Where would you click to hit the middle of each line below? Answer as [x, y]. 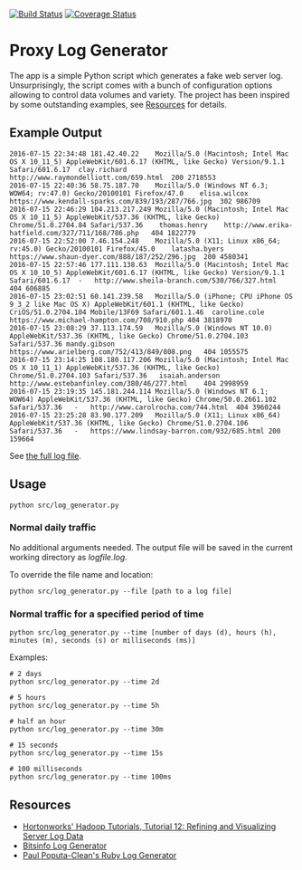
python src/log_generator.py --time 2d [85, 682]
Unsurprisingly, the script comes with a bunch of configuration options [141, 85]
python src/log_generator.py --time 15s [87, 753]
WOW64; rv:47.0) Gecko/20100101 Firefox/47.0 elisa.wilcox [129, 193]
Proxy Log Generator [89, 51]
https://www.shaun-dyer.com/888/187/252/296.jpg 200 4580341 [129, 257]
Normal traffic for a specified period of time [107, 614]
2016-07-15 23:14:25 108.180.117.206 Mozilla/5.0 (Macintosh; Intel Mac [149, 359]
